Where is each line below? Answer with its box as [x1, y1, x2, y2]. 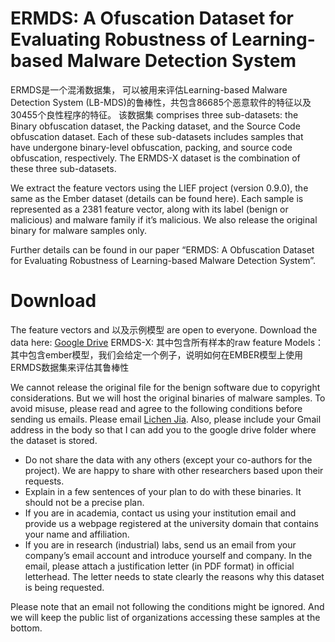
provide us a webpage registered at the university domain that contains [24, 517, 319, 529]
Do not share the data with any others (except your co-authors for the [24, 453, 313, 466]
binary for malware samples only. [10, 224, 148, 236]
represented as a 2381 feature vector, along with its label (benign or [10, 203, 289, 215]
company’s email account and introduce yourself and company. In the [24, 549, 313, 561]
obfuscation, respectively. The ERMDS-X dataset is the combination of [10, 152, 301, 164]
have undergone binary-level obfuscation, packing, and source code [10, 141, 293, 153]
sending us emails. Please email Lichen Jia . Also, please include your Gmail [10, 413, 322, 425]
